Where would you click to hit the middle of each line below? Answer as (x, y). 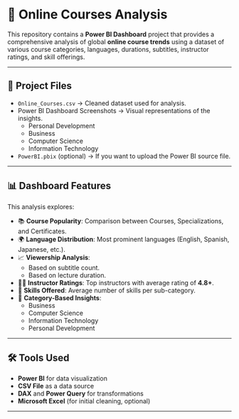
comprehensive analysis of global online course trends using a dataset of (116, 41)
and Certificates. (42, 231)
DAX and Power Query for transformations (80, 393)
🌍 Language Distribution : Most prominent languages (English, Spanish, (123, 239)
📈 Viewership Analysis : (54, 257)
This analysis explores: (41, 206)
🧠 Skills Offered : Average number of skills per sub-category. (106, 290)
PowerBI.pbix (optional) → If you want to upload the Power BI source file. (124, 156)
